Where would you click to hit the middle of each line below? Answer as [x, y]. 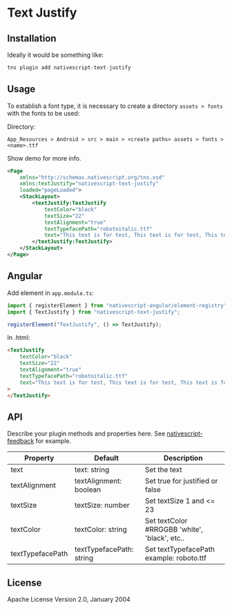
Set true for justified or [181, 481]
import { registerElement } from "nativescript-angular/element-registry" [117, 305]
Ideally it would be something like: [56, 55]
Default [107, 458]
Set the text [164, 470]
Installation [32, 38]
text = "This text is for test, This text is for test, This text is [118, 382]
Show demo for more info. [44, 158]
